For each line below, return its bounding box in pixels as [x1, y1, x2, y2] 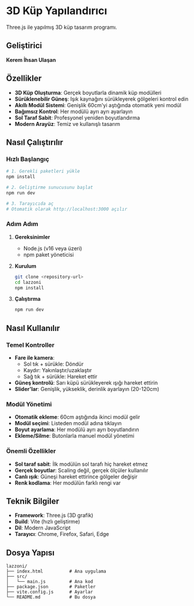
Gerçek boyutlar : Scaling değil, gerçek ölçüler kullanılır [14, 466, 149, 473]
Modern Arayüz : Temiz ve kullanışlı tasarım [14, 120, 121, 127]
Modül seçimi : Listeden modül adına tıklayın [14, 420, 122, 427]
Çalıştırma [14, 296, 41, 303]
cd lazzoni [14, 279, 42, 285]
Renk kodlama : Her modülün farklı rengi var [14, 479, 121, 486]
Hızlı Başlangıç [6, 155, 49, 163]
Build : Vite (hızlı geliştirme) [14, 518, 81, 525]
